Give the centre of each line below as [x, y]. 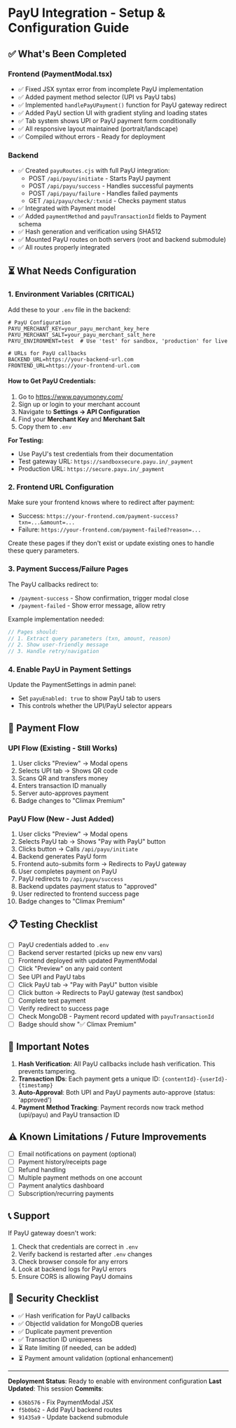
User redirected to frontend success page [78, 894]
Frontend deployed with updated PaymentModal [88, 960]
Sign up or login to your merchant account [79, 404]
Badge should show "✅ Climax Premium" [77, 1024]
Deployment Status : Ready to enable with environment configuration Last [115, 1381]
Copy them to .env [45, 427]
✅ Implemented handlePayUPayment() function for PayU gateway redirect [122, 105]
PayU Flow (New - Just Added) [61, 819]
